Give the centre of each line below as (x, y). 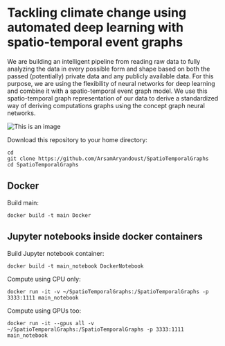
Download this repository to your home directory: (77, 139)
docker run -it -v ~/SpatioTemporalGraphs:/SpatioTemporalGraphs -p (108, 292)
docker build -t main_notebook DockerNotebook (75, 266)
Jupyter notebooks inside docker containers (105, 237)
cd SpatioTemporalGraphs (43, 164)
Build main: (23, 202)
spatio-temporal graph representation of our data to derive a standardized (113, 98)
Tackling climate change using (97, 13)
